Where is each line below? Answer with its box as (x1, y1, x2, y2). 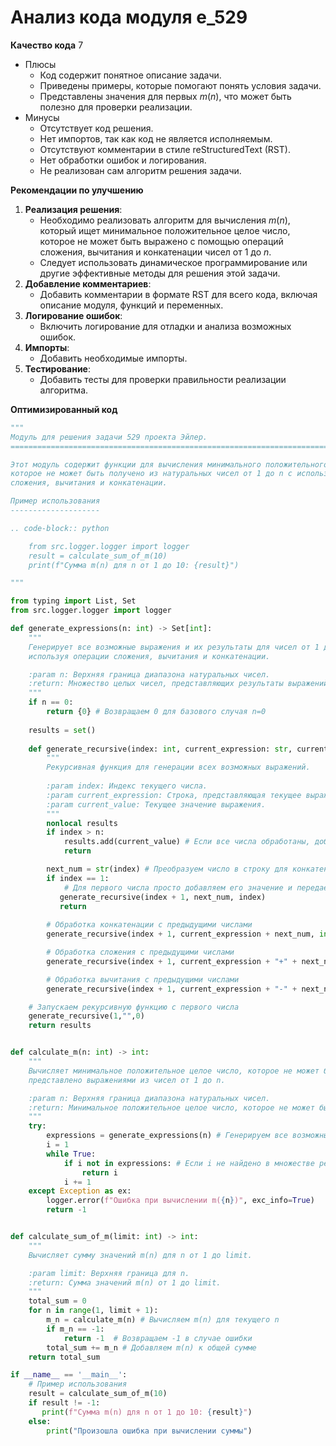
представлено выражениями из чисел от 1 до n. (28, 1075, 226, 1085)
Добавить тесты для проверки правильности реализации (39, 373, 287, 385)
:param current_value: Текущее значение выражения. (46, 799, 267, 810)
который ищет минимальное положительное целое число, (39, 224, 291, 236)
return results (28, 1021, 92, 1031)
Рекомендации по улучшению (10, 184, 144, 196)
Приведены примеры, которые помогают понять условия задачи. (39, 79, 322, 91)
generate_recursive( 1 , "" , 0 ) (28, 1011, 145, 1021)
